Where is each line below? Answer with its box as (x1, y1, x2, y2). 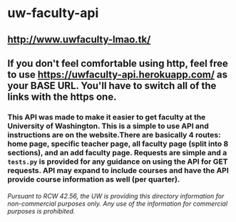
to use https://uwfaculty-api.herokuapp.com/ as (7, 68, 228, 80)
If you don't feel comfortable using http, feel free (7, 57, 228, 69)
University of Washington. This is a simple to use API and (7, 121, 209, 131)
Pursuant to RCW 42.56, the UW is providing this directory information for (7, 192, 225, 201)
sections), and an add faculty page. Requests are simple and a (7, 147, 227, 157)
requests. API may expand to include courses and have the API (7, 165, 230, 175)
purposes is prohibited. (7, 207, 76, 216)
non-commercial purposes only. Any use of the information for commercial (7, 199, 228, 208)
